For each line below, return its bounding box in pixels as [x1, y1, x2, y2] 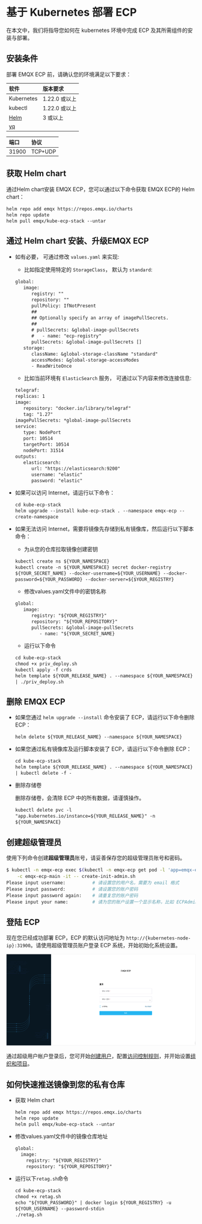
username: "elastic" [31, 472, 83, 478]
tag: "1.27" [23, 411, 54, 417]
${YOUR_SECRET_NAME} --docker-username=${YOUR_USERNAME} [14, 570, 161, 576]
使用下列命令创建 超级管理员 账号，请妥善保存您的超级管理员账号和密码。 [6, 854, 185, 862]
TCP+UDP [31, 148, 57, 155]
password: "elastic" [31, 478, 83, 484]
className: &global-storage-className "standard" [31, 351, 158, 357]
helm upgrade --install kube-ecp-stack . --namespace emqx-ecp [14, 508, 177, 514]
